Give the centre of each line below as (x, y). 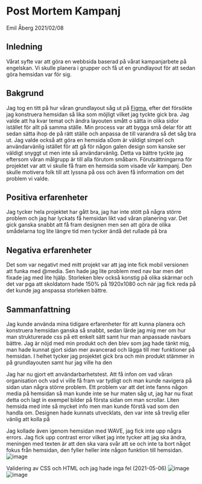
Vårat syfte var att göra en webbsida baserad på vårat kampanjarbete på (96, 61)
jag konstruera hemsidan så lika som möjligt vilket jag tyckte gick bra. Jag (98, 114)
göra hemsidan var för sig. (39, 74)
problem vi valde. (28, 178)
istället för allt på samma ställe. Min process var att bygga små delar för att (99, 127)
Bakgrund (25, 93)
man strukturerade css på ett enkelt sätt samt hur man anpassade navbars (99, 337)
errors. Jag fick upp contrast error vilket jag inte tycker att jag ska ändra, (96, 437)
